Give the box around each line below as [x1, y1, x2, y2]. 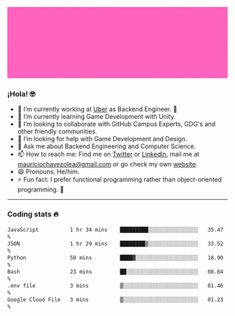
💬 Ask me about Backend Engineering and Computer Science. [17, 142, 196, 150]
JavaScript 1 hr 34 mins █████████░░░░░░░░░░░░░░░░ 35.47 [7, 226, 224, 234]
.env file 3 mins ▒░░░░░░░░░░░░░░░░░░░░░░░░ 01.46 [7, 282, 224, 289]
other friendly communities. [17, 127, 98, 136]
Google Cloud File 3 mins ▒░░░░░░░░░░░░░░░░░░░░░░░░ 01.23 [7, 296, 224, 303]
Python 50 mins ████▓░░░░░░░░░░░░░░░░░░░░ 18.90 [7, 254, 224, 261]
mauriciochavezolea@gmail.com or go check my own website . [17, 160, 198, 168]
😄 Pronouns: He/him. [17, 168, 80, 176]
